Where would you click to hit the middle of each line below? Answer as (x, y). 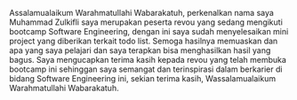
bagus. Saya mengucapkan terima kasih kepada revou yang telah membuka (148, 60)
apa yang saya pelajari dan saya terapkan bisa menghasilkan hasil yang (140, 50)
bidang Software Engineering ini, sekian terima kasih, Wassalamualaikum (143, 78)
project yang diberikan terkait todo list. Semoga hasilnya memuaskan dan (144, 41)
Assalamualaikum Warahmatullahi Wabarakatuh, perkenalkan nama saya (141, 13)
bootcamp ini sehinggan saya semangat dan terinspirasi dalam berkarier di (146, 69)
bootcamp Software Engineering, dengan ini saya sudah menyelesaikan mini (149, 31)
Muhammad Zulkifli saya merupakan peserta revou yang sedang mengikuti (146, 22)
